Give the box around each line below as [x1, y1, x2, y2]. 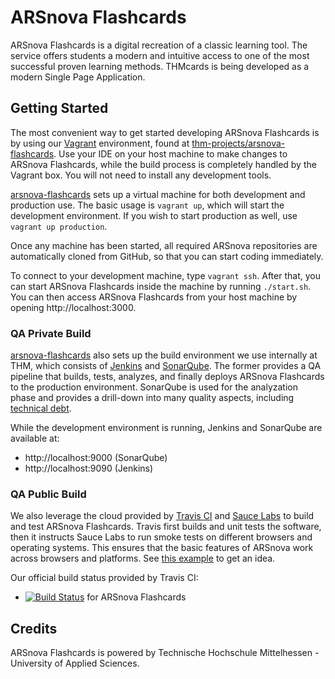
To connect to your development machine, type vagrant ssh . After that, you [10, 269, 321, 281]
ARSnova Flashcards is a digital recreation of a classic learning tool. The [10, 39, 308, 51]
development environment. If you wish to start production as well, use [10, 209, 298, 221]
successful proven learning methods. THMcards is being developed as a [10, 60, 310, 72]
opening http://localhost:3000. [10, 301, 137, 313]
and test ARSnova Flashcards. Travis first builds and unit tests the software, [10, 521, 322, 533]
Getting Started [10, 100, 109, 117]
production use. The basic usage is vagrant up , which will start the [10, 199, 285, 211]
